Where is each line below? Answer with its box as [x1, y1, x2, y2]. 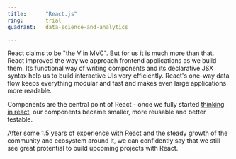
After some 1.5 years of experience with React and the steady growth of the [7, 129, 228, 138]
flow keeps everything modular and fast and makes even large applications [7, 79, 227, 88]
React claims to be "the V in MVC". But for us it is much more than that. [7, 49, 215, 57]
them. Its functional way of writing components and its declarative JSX [7, 64, 214, 73]
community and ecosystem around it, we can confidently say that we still [7, 136, 220, 145]
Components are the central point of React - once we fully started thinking [7, 100, 225, 109]
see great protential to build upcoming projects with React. [7, 144, 179, 153]
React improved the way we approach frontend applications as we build [7, 57, 217, 65]
